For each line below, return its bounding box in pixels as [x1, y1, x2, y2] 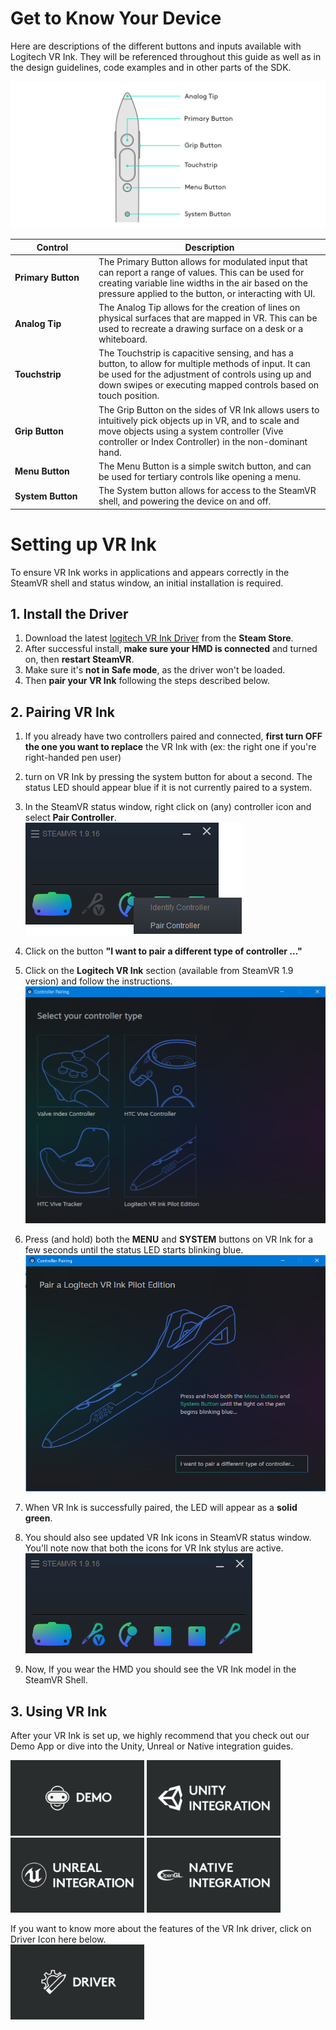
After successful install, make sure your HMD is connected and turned [24, 643, 318, 655]
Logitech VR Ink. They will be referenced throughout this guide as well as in [10, 50, 322, 62]
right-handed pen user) [24, 752, 122, 764]
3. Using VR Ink [10, 1703, 108, 1720]
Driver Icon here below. [10, 1933, 107, 1946]
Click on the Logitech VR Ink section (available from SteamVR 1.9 [24, 965, 294, 977]
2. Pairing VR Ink [10, 703, 116, 721]
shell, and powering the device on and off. [98, 495, 272, 507]
